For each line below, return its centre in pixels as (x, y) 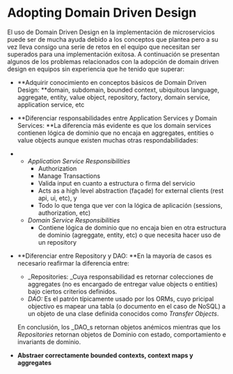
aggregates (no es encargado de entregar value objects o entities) (122, 284)
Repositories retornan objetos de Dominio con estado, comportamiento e (122, 334)
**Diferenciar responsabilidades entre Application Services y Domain (117, 118)
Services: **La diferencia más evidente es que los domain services (114, 125)
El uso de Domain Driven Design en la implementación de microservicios (111, 32)
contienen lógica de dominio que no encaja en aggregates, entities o (115, 133)
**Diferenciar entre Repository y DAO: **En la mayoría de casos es (114, 256)
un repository (57, 242)
